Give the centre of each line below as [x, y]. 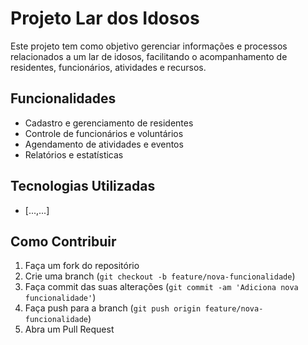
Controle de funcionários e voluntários [104, 133]
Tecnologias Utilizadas [83, 186]
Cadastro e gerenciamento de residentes [109, 123]
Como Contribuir [63, 241]
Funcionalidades [63, 98]
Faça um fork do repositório [82, 266]
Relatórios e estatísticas [74, 154]
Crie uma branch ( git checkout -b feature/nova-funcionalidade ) [160, 276]
